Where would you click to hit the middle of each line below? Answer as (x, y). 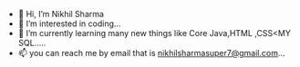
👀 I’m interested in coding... (69, 24)
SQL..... (32, 43)
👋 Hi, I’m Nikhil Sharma (61, 14)
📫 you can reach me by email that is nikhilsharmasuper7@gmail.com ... (151, 53)
